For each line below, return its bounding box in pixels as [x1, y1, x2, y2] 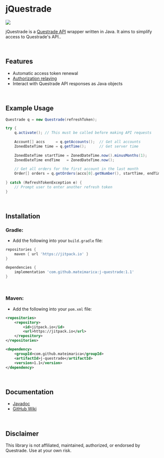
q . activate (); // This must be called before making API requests [14, 130, 152, 135]
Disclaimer [5, 429, 39, 438]
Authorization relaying [12, 75, 57, 81]
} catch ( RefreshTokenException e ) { [5, 180, 82, 185]
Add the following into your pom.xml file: [12, 306, 92, 312]
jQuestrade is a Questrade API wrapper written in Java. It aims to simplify [5, 28, 152, 35]
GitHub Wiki [12, 406, 37, 412]
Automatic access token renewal [12, 70, 78, 76]
